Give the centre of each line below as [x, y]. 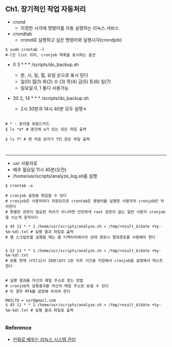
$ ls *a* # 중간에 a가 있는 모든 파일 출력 [46, 129]
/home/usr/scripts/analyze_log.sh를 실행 [55, 176]
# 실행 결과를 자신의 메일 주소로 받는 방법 [44, 280]
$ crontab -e [19, 186]
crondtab [22, 34]
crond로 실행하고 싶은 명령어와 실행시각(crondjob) [71, 39]
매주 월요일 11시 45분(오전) [39, 169]
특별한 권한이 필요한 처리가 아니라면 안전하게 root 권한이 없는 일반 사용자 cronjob [88, 212]
